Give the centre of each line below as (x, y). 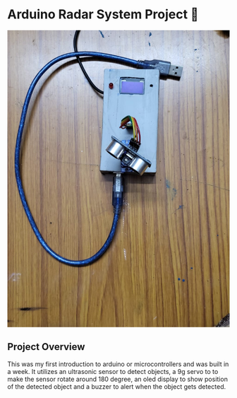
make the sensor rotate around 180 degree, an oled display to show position (117, 379)
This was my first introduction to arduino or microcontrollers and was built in (118, 364)
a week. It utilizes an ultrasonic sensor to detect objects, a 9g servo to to (113, 371)
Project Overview (46, 347)
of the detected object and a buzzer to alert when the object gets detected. (117, 386)
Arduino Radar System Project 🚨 (103, 14)
